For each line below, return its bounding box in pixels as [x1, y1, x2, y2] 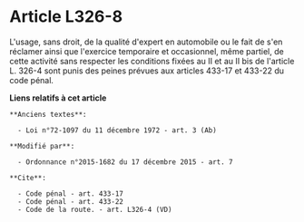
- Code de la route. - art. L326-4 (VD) [17, 205, 172, 214]
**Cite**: [9, 173, 47, 182]
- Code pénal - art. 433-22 [17, 197, 124, 206]
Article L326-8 [9, 6, 123, 27]
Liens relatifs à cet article [9, 92, 107, 103]
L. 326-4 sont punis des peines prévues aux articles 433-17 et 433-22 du [9, 65, 284, 76]
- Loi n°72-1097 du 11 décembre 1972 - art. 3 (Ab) [17, 125, 218, 135]
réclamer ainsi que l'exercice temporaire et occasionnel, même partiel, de [9, 45, 284, 56]
